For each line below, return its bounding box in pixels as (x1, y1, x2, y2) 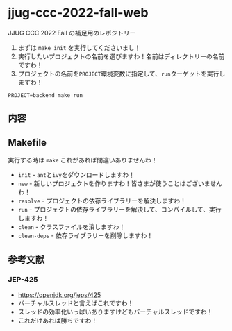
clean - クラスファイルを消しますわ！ (17, 223, 126, 231)
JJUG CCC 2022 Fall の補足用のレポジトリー (8, 28, 136, 37)
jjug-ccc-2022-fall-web (8, 5, 149, 21)
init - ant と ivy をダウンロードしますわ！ (17, 171, 135, 179)
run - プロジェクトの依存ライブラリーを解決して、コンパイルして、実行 (17, 205, 222, 214)
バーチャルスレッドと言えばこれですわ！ (17, 298, 134, 307)
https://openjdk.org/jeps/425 (17, 290, 101, 299)
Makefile (8, 137, 47, 148)
